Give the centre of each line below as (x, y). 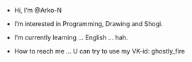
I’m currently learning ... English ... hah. (71, 37)
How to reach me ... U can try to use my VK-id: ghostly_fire (100, 51)
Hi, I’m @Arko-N (38, 10)
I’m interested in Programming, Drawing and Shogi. (88, 24)
